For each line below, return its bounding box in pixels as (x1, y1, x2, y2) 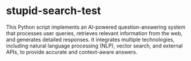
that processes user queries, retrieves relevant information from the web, (6, 29, 183, 36)
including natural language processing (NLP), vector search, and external (6, 42, 183, 49)
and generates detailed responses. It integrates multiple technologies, (6, 36, 175, 43)
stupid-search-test (6, 4, 101, 18)
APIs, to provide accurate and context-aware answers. (6, 48, 138, 55)
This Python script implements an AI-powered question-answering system (6, 23, 186, 30)
